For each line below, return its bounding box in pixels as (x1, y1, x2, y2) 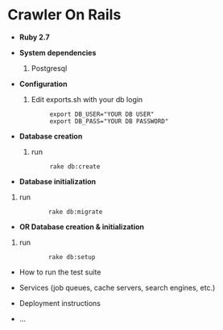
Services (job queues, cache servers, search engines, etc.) (19, 283, 216, 292)
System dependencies (19, 47, 97, 57)
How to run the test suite (19, 267, 101, 277)
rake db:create (49, 163, 101, 171)
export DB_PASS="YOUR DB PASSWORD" (49, 117, 169, 126)
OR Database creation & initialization (19, 221, 145, 231)
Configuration (19, 79, 68, 89)
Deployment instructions (19, 298, 101, 307)
